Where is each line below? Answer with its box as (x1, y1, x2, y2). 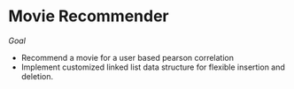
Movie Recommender (8, 6, 169, 26)
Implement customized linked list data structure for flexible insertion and (20, 62, 285, 72)
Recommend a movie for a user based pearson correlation (20, 52, 234, 63)
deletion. (20, 70, 54, 81)
